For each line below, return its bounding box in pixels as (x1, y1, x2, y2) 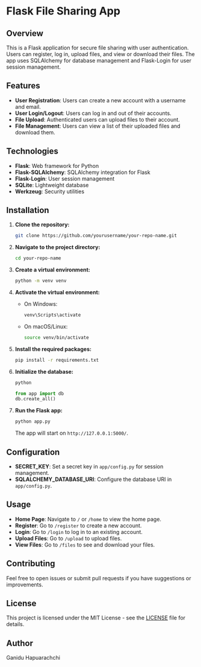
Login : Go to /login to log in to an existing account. (14, 528, 143, 535)
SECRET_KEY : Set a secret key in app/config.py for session (14, 463, 164, 470)
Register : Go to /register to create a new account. (14, 522, 142, 529)
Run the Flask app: (14, 407, 63, 414)
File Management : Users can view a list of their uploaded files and (14, 122, 181, 129)
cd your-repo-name (14, 255, 61, 261)
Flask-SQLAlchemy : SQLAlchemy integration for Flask (14, 169, 150, 176)
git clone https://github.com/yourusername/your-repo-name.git (14, 233, 178, 239)
